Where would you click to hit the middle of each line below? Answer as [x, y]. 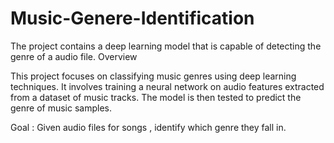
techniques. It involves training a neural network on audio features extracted [167, 86]
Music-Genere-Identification [132, 18]
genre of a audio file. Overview [74, 56]
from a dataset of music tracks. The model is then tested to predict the [156, 97]
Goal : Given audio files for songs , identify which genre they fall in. [148, 127]
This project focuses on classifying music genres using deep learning [153, 76]
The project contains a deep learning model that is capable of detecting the [166, 46]
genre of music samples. [61, 108]
